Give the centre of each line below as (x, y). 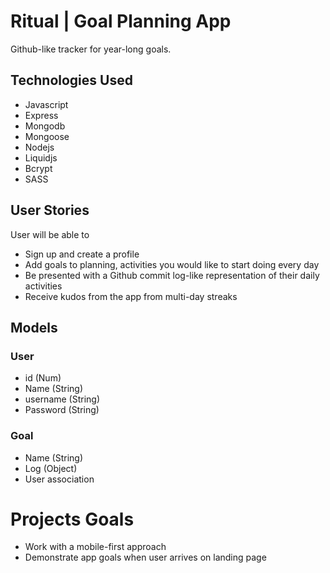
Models (34, 327)
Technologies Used (71, 80)
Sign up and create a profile (82, 254)
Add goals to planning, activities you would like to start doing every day (172, 264)
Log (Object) (51, 468)
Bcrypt (38, 168)
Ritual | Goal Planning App (121, 21)
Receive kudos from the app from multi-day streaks (131, 296)
